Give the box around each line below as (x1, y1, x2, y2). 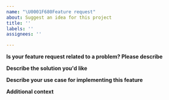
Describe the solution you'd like (6, 64, 88, 72)
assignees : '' (6, 31, 42, 37)
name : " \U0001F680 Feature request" (6, 8, 96, 15)
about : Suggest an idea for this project (6, 14, 112, 20)
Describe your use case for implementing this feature (6, 77, 143, 84)
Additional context (6, 88, 54, 95)
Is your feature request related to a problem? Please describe (6, 53, 163, 60)
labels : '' (6, 25, 34, 32)
